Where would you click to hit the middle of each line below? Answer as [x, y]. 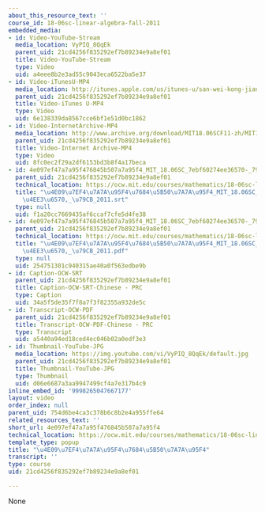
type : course [30, 465]
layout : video [32, 398]
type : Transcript [44, 332]
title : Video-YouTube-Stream [63, 60]
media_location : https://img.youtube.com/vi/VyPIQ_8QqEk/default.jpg [132, 354]
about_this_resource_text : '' [58, 15]
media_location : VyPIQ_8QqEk [63, 45]
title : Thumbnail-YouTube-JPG [65, 369]
